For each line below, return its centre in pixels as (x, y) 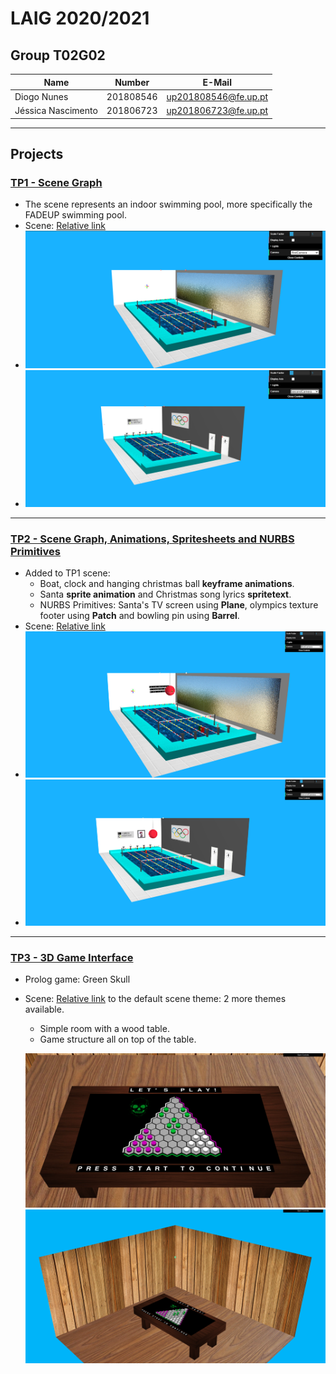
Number (132, 82)
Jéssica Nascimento (56, 110)
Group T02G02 (58, 55)
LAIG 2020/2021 (80, 18)
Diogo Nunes (41, 96)
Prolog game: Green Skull (77, 979)
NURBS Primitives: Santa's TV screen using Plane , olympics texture (179, 605)
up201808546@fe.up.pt (217, 96)
